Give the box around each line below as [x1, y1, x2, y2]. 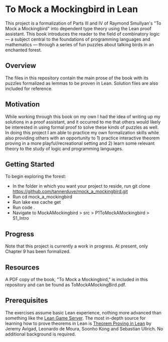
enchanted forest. [5, 47, 42, 53]
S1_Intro [12, 215, 29, 221]
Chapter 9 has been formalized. [5, 248, 71, 254]
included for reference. [5, 85, 53, 92]
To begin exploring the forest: [5, 174, 66, 180]
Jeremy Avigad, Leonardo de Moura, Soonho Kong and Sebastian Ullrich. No [5, 325, 163, 331]
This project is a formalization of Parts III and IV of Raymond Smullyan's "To [5, 20, 161, 26]
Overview [5, 61, 37, 70]
